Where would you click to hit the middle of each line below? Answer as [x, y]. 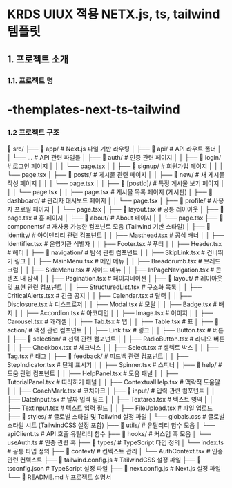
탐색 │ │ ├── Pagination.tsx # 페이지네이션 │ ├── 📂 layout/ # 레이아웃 [125, 278]
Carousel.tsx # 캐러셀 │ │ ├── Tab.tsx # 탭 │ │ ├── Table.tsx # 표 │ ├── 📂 [113, 321]
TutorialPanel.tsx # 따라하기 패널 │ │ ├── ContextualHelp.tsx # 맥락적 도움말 [114, 382]
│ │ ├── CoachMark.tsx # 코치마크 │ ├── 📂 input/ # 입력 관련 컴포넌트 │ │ [112, 391]
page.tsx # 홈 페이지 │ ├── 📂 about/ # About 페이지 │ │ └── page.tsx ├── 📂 [115, 218]
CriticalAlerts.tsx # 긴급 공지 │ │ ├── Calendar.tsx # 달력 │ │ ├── [99, 295]
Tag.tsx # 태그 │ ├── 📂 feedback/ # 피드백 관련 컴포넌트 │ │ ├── [98, 356]
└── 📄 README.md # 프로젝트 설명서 [59, 477]
